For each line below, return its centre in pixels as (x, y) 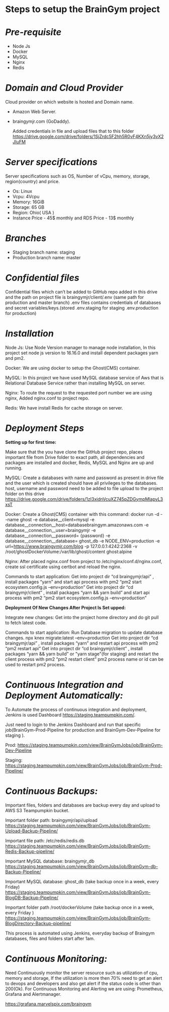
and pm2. (15, 358)
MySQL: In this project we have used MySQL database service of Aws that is (84, 377)
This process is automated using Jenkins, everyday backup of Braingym (80, 933)
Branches (26, 238)
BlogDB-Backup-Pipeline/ (32, 897)
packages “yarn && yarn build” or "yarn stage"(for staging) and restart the (82, 654)
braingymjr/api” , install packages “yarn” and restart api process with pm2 (82, 643)
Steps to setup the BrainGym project (82, 9)
